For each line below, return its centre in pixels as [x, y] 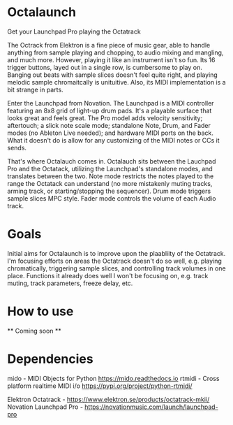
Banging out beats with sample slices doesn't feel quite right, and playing [112, 75]
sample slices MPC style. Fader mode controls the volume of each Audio [112, 198]
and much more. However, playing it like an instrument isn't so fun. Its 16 [111, 59]
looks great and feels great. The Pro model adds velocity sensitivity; [105, 118]
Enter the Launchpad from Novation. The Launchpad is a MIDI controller [111, 103]
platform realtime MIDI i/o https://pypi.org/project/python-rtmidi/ [100, 386]
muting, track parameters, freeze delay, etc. [70, 283]
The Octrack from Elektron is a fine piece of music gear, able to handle [109, 45]
